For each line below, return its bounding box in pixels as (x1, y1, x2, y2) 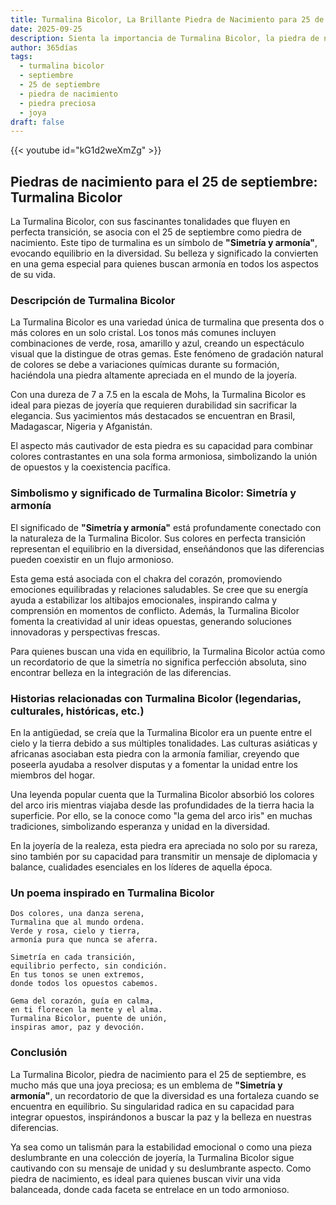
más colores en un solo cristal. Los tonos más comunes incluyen (10, 327, 277, 339)
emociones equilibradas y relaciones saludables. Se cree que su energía (10, 583, 309, 595)
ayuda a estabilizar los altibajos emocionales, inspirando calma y (10, 594, 278, 606)
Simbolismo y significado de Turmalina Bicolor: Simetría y (10, 486, 297, 500)
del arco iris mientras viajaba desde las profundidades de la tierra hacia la (10, 799, 315, 811)
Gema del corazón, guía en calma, (10, 996, 155, 1006)
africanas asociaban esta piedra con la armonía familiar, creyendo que (10, 747, 300, 760)
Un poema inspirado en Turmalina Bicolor (10, 886, 215, 900)
